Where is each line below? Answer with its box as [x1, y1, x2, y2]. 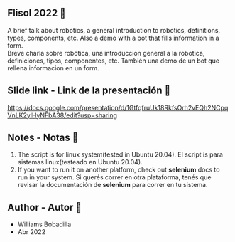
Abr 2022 [17, 228, 46, 236]
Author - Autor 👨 [7, 201, 82, 214]
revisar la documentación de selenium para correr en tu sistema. [17, 181, 208, 189]
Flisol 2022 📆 [7, 7, 66, 19]
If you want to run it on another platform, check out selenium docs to [17, 165, 220, 174]
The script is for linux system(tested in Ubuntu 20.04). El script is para [17, 150, 224, 159]
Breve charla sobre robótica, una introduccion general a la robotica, [7, 48, 205, 57]
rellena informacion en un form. [7, 63, 99, 72]
